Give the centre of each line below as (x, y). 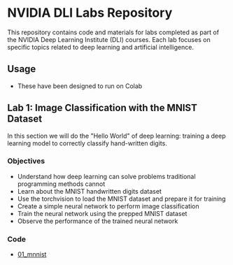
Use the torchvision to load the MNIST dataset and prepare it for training (121, 199)
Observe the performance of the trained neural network (98, 221)
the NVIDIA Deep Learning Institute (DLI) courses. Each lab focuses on (109, 39)
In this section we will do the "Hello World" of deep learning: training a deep (116, 136)
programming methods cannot (61, 184)
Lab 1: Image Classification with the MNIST (102, 108)
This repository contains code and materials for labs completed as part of (113, 32)
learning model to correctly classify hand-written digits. (87, 143)
